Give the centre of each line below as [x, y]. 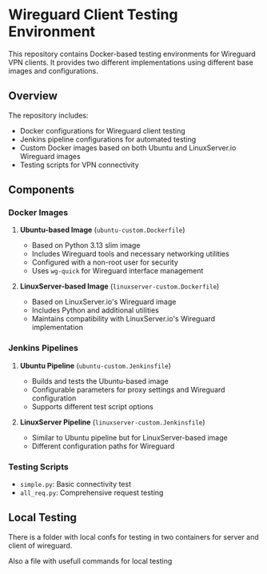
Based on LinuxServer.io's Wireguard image [104, 302]
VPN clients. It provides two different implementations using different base [131, 62]
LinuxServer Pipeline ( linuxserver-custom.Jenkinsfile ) [112, 422]
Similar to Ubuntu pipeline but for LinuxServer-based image [130, 437]
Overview [33, 96]
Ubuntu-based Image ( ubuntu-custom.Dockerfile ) [102, 230]
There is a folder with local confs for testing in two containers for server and [133, 536]
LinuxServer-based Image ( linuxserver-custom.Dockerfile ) [120, 286]
